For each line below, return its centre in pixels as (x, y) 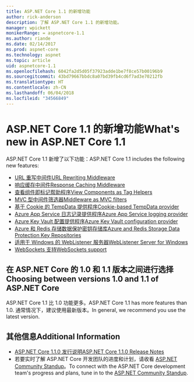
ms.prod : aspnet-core (32, 50)
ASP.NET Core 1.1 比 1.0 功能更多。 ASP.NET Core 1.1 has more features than (97, 303)
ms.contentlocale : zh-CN (36, 88)
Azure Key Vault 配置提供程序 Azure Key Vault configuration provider (96, 221)
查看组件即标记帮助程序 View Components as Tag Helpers (83, 192)
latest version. (23, 317)
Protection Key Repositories (48, 235)
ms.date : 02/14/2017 (31, 44)
